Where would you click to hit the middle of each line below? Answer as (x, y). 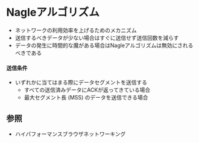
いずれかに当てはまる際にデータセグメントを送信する (81, 83)
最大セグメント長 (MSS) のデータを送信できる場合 (86, 98)
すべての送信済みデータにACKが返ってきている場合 (87, 90)
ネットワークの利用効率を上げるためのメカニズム (76, 30)
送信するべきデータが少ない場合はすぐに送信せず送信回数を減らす (97, 37)
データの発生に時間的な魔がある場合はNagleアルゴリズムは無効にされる (104, 45)
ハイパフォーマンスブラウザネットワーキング (70, 134)
